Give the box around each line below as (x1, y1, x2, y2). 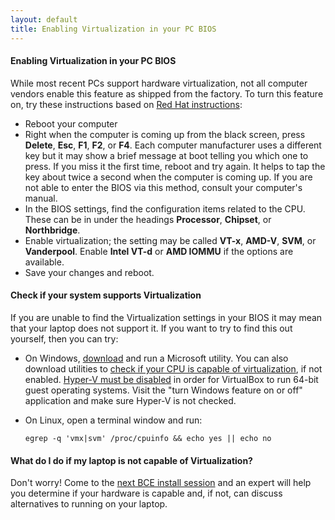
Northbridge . (24, 224, 81, 236)
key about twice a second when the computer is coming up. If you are (24, 171, 313, 183)
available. (24, 256, 65, 268)
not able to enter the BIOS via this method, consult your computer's (24, 181, 303, 193)
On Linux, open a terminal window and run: (24, 414, 203, 426)
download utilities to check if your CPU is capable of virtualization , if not (24, 362, 323, 375)
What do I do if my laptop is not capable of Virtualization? (10, 454, 253, 466)
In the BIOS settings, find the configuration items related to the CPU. (24, 202, 306, 215)
